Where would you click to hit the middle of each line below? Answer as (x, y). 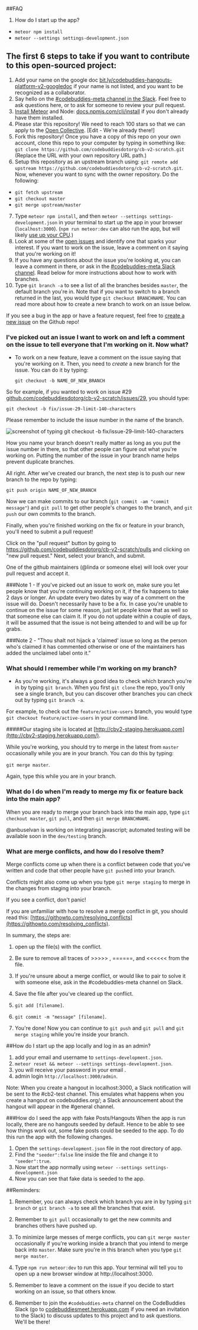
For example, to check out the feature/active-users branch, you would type (99, 711)
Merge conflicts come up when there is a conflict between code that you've (98, 864)
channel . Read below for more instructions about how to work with (96, 272)
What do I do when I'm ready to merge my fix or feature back (95, 791)
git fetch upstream (39, 192)
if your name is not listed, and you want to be (128, 86)
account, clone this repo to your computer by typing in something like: (100, 143)
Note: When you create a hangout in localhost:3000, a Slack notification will (98, 1088)
